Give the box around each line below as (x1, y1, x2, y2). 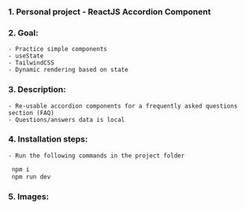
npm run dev (11, 172, 51, 181)
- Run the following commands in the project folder (8, 152, 185, 160)
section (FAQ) (8, 109, 55, 116)
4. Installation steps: (8, 134, 88, 145)
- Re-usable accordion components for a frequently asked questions (8, 101, 238, 110)
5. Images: (8, 191, 50, 202)
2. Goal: (8, 27, 39, 38)
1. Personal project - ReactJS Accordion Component (8, 6, 211, 17)
